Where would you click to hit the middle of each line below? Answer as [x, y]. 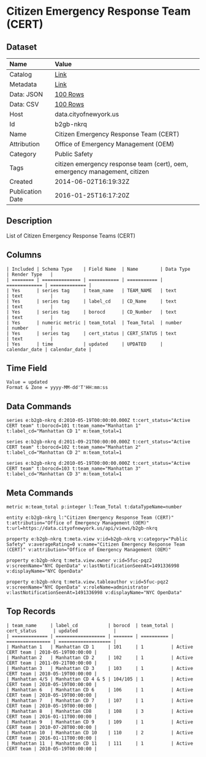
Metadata [23, 84]
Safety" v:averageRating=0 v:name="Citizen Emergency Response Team [96, 544]
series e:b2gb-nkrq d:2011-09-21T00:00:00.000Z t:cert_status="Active [98, 442]
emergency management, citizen [102, 171]
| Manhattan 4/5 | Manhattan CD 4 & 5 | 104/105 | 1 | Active [100, 679]
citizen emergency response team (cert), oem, [121, 164]
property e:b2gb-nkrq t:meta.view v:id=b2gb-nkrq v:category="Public [97, 539]
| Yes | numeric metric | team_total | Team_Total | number [94, 323]
